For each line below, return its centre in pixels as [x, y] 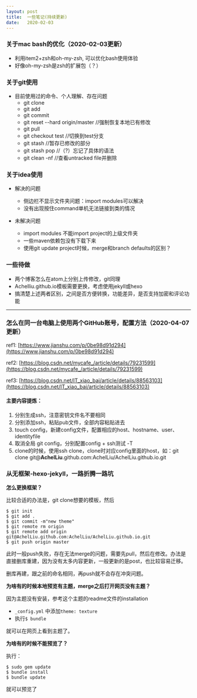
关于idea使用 [24, 174]
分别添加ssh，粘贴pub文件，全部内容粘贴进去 [70, 423]
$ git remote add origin [36, 532]
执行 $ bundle [30, 619]
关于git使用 [22, 82]
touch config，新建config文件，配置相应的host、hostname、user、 [96, 430]
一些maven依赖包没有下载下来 [60, 241]
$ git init [19, 511]
